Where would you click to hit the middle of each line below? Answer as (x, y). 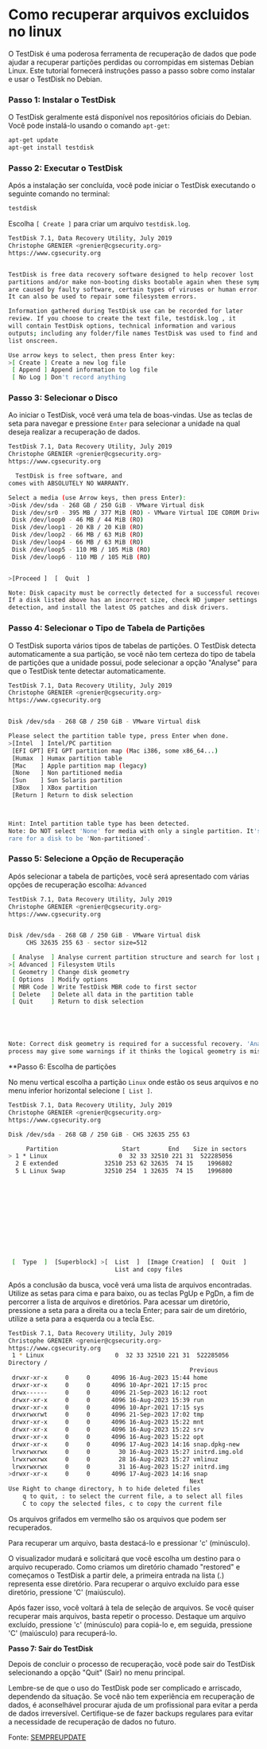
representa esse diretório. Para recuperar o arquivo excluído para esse (124, 1583)
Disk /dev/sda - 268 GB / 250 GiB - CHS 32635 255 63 (99, 1134)
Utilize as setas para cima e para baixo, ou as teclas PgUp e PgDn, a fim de (131, 1293)
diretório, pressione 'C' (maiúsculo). (67, 1592)
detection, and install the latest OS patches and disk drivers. (118, 607)
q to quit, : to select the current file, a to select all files (133, 1496)
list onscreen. (33, 340)
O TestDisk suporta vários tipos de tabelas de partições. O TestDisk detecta (132, 645)
